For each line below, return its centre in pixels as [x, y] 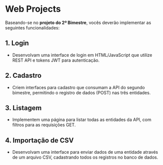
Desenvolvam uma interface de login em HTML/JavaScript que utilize [82, 55]
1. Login [17, 43]
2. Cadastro [23, 76]
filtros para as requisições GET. [44, 125]
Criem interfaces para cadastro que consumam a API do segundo [78, 87]
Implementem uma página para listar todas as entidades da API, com [81, 120]
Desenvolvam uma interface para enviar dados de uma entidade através [85, 152]
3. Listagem [23, 108]
